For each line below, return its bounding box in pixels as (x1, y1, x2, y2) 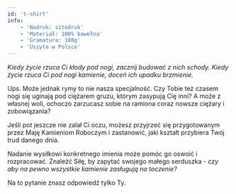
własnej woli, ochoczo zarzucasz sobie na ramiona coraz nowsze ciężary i (7, 99, 225, 107)
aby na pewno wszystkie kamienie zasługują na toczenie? (7, 165, 177, 173)
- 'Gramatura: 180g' (20, 37, 81, 44)
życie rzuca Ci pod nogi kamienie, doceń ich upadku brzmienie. (7, 70, 193, 79)
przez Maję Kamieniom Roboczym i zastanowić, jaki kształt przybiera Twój (7, 129, 225, 136)
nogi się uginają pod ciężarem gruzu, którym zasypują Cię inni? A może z (7, 92, 221, 100)
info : (7, 17, 23, 24)
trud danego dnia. (7, 136, 60, 144)
